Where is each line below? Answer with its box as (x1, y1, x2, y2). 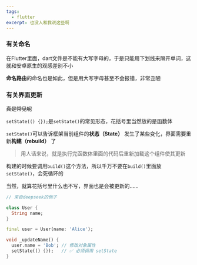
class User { (6, 204, 38, 211)
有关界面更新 (6, 91, 43, 99)
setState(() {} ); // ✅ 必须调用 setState (11, 248, 118, 254)
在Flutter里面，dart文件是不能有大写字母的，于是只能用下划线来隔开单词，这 (6, 54, 191, 62)
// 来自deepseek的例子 (6, 194, 58, 200)
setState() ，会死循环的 (6, 170, 64, 177)
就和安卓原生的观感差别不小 (6, 62, 74, 69)
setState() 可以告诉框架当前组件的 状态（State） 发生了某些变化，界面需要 (6, 130, 186, 137)
